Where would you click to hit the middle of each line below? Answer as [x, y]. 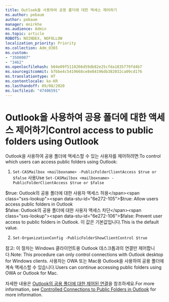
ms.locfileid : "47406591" [33, 91]
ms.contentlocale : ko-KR [32, 81]
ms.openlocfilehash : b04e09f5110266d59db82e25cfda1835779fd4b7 [74, 67]
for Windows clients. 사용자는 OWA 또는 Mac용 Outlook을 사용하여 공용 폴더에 [85, 261]
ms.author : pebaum [25, 15]
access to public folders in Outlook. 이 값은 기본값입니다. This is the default [82, 222]
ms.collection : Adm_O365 [32, 48]
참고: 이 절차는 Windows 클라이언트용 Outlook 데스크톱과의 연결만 [71, 248]
